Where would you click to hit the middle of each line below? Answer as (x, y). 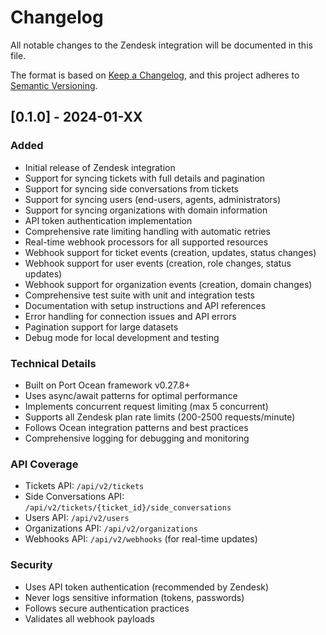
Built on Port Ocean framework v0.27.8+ (107, 385)
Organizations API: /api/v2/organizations (111, 528)
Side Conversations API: (74, 497)
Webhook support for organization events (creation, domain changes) (168, 284)
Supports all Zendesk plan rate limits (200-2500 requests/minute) (160, 417)
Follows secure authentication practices (107, 608)
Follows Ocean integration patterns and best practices (136, 427)
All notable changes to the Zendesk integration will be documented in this (161, 45)
